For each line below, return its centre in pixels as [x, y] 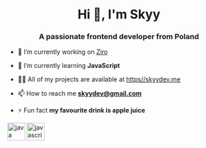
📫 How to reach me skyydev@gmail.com [80, 93]
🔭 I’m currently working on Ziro [63, 52]
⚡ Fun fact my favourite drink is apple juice [81, 110]
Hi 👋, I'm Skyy [119, 15]
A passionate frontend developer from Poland [119, 37]
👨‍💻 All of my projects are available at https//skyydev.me [99, 79]
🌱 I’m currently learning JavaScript [69, 66]
